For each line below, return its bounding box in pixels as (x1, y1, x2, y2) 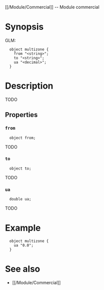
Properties (5, 111, 38, 119)
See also (5, 264, 40, 275)
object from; (9, 135, 36, 140)
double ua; (9, 197, 32, 202)
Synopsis (5, 22, 44, 32)
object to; (9, 166, 32, 171)
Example (5, 222, 41, 234)
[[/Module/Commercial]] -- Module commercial (5, 4, 100, 10)
